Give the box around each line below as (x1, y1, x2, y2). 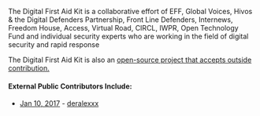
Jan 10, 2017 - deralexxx (19, 99, 99, 108)
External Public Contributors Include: (8, 82, 132, 91)
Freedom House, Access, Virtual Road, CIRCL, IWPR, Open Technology (8, 24, 239, 32)
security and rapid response (8, 40, 100, 49)
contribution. (8, 63, 50, 73)
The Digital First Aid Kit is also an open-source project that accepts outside (8, 55, 252, 64)
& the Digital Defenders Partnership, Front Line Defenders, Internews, (8, 15, 233, 24)
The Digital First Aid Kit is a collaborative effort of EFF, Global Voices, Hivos (8, 7, 253, 16)
